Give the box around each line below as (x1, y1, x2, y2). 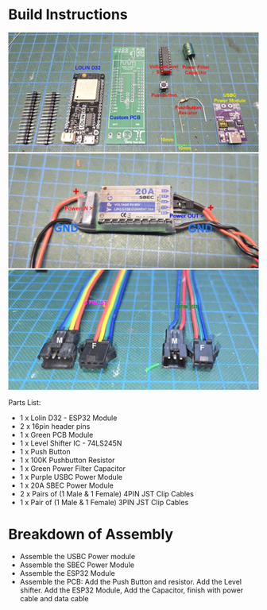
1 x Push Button (19, 446, 71, 456)
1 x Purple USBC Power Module (19, 472, 123, 481)
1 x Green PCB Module (19, 430, 94, 439)
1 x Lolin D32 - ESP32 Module (19, 413, 118, 423)
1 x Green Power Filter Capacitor (19, 463, 126, 473)
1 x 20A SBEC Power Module (19, 481, 114, 490)
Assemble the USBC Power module (19, 551, 136, 561)
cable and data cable (19, 593, 89, 603)
